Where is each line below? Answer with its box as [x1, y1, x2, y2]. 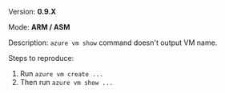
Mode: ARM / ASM [8, 22, 70, 31]
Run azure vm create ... [19, 69, 104, 79]
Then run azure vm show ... [19, 78, 114, 87]
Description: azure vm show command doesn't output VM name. [8, 38, 218, 47]
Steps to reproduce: [8, 54, 74, 63]
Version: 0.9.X [8, 7, 57, 16]
